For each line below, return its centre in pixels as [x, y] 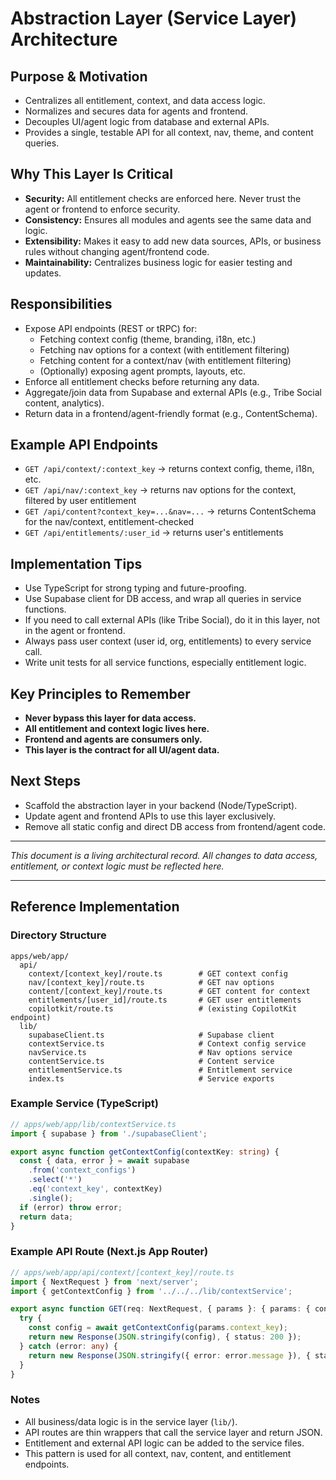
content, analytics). [64, 403]
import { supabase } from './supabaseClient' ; [109, 1133]
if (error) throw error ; [71, 1207]
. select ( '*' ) [55, 1180]
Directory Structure [58, 935]
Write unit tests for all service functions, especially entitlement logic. [165, 663]
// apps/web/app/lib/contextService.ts [93, 1124]
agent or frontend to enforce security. [102, 209]
